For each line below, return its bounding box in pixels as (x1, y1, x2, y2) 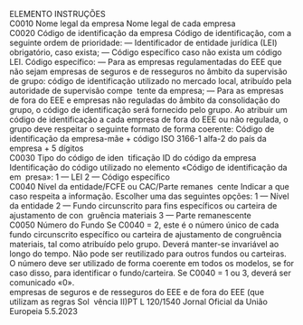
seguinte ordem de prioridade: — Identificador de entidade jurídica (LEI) (9, 37, 278, 48)
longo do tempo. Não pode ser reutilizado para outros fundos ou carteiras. (9, 248, 287, 259)
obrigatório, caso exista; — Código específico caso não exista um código (9, 47, 282, 58)
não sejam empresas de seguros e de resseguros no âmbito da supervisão (9, 66, 288, 77)
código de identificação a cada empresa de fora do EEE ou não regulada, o (9, 114, 289, 125)
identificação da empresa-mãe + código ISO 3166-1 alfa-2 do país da (9, 134, 267, 144)
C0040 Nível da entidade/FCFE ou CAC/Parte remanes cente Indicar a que (9, 181, 289, 191)
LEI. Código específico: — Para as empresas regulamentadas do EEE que (9, 57, 282, 67)
